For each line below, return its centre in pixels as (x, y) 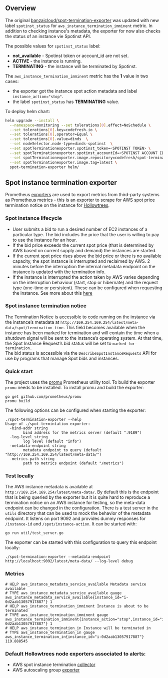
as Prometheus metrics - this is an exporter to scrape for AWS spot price (80, 200)
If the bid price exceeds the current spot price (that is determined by (83, 245)
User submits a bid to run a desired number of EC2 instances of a (80, 229)
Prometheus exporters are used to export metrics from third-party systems (82, 195)
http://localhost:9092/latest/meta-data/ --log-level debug (69, 561)
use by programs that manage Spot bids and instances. (62, 358)
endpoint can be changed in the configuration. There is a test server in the (82, 508)
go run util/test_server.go (34, 533)
